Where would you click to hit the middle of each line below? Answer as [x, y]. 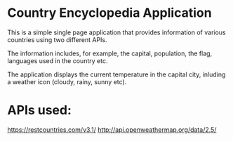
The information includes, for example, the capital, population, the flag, [110, 53]
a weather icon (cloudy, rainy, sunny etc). [67, 81]
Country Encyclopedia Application [109, 13]
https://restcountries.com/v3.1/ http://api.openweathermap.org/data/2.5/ [112, 129]
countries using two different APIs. [57, 39]
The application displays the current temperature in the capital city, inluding [116, 74]
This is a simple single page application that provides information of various [116, 32]
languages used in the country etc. [58, 60]
